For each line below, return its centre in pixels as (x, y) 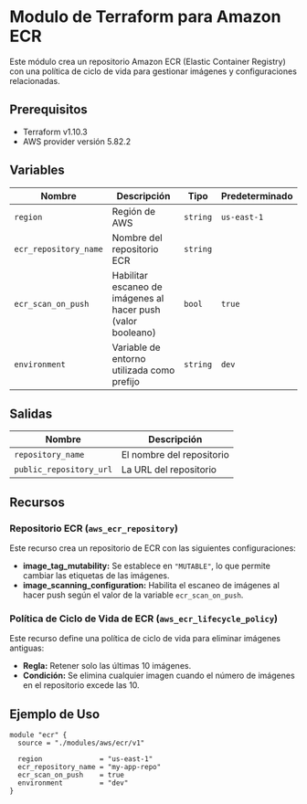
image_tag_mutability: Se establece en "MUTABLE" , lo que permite (147, 566)
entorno (129, 358)
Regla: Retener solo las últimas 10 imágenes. (107, 666)
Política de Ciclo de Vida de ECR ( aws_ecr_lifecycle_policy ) (144, 619)
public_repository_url (63, 470)
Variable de (137, 347)
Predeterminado (257, 196)
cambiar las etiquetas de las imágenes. (96, 576)
